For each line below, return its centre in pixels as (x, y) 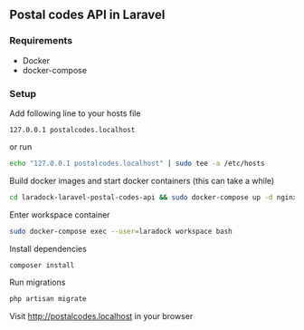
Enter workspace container (60, 214)
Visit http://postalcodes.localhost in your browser (101, 316)
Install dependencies (48, 248)
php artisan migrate (48, 299)
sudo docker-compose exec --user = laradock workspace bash (121, 231)
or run (21, 146)
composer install (42, 265)
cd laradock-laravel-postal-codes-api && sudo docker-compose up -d (141, 197)
